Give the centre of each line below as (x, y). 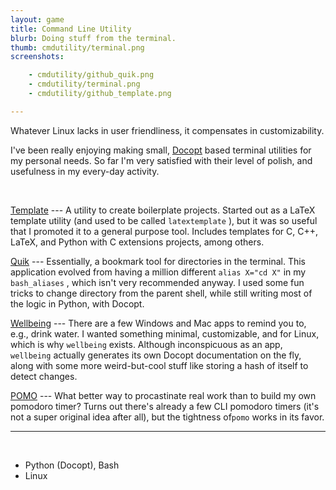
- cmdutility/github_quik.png (91, 75)
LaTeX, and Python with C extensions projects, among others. (137, 242)
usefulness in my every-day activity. (85, 171)
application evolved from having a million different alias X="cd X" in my (158, 272)
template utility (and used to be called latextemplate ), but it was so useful (164, 220)
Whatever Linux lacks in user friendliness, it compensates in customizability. (167, 130)
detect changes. (44, 376)
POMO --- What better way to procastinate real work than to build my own (163, 395)
